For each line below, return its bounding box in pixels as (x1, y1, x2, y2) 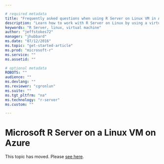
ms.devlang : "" (5, 79, 36, 84)
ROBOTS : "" (5, 70, 27, 75)
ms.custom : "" (5, 102, 34, 107)
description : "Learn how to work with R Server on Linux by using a (5, 20, 147, 25)
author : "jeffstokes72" (5, 30, 54, 35)
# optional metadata (5, 65, 47, 71)
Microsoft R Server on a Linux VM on (5, 127, 156, 138)
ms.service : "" (5, 52, 36, 57)
